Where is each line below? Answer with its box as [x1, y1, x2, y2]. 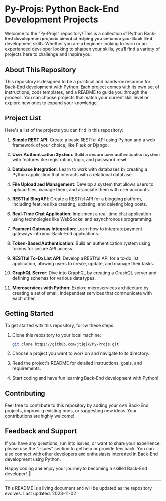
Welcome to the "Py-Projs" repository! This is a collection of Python [5, 30, 143, 36]
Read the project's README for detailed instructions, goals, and [12, 360, 142, 366]
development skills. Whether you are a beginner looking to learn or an [5, 40, 147, 46]
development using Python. [5, 456, 61, 462]
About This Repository [5, 66, 76, 74]
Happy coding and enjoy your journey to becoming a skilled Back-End [5, 465, 147, 471]
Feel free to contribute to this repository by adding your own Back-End [5, 402, 149, 408]
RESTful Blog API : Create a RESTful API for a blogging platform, [12, 196, 142, 202]
